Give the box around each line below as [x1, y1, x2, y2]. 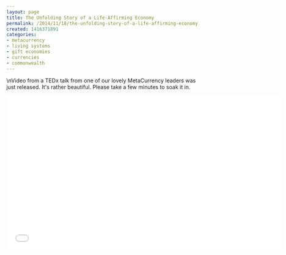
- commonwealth [6, 60, 45, 66]
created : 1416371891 [6, 26, 59, 32]
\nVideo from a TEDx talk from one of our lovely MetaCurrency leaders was [6, 77, 196, 84]
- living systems [6, 43, 51, 49]
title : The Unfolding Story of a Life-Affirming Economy [6, 15, 155, 21]
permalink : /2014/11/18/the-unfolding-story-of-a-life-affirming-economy [6, 20, 199, 26]
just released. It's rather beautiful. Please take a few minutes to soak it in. [6, 83, 191, 90]
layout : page [6, 9, 40, 15]
